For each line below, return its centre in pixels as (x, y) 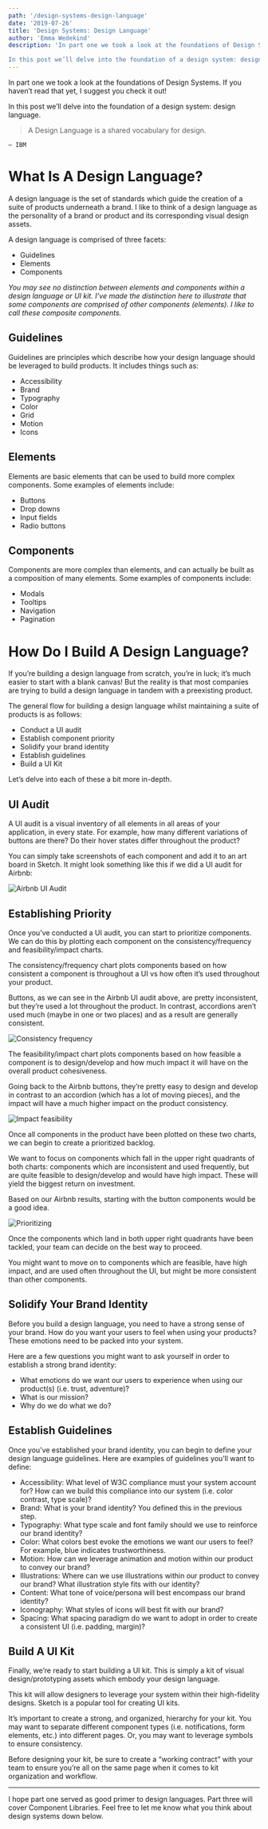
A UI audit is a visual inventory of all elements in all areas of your (114, 824)
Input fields (38, 517)
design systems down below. (56, 1816)
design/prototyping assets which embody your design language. (114, 1679)
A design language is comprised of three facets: (87, 239)
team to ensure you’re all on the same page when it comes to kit (114, 1768)
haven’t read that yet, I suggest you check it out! (88, 91)
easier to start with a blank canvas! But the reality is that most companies (128, 682)
